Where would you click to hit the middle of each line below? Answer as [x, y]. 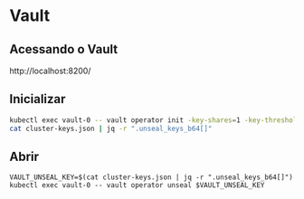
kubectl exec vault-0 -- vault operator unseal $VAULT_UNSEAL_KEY [137, 185]
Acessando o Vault [64, 49]
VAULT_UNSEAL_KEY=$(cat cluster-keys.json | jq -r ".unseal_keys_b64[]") [152, 177]
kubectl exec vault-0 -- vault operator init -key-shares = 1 [125, 120]
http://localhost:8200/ [50, 71]
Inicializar [38, 99]
